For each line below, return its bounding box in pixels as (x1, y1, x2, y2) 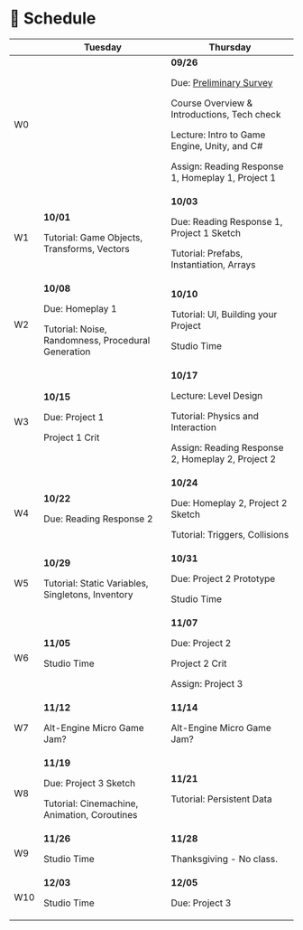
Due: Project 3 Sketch (43, 776, 136, 789)
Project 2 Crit (170, 657, 227, 670)
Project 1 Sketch (170, 226, 242, 239)
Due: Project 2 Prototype (170, 572, 276, 585)
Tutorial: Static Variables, (43, 577, 149, 589)
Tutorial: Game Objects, (43, 230, 143, 243)
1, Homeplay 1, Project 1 (170, 171, 277, 183)
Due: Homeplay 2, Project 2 (170, 496, 288, 509)
